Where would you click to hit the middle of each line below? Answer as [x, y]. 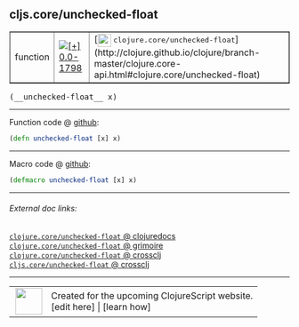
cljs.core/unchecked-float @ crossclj [79, 264]
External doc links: [43, 209]
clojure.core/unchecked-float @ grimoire [86, 245]
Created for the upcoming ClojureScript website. [152, 295]
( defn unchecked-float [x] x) [65, 138]
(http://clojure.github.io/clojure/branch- [177, 52]
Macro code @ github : [50, 163]
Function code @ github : [54, 122]
